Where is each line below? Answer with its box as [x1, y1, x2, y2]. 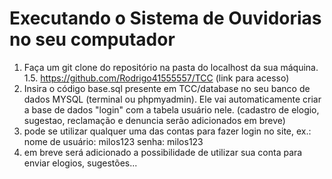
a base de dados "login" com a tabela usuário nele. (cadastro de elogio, [23, 103, 320, 116]
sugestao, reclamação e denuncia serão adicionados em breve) [23, 114, 286, 126]
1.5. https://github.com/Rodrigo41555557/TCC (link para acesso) [23, 72, 290, 84]
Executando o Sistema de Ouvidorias [9, 7, 322, 30]
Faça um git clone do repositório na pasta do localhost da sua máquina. [23, 61, 319, 73]
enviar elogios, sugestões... [23, 157, 138, 169]
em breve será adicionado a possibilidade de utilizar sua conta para [23, 146, 303, 158]
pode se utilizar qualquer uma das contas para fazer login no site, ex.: [23, 125, 312, 137]
